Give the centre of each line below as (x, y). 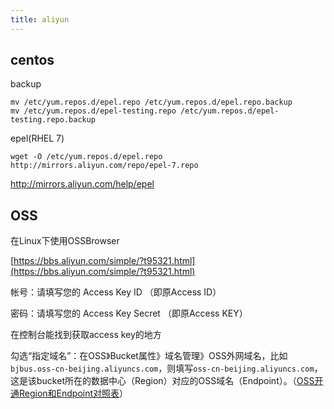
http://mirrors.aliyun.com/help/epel (82, 184)
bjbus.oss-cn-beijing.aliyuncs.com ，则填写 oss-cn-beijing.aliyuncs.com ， (166, 368)
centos (32, 60)
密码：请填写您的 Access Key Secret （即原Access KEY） (129, 313)
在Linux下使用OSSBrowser (65, 241)
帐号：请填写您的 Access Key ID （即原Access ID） (116, 292)
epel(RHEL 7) (37, 138)
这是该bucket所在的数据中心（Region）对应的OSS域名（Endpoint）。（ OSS (162, 381)
